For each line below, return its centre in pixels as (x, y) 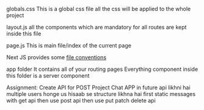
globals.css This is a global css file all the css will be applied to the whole (99, 9)
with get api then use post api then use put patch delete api (81, 101)
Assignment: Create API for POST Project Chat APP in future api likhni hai (98, 87)
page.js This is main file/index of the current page (69, 46)
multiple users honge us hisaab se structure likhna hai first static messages (101, 94)
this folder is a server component (48, 75)
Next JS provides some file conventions (56, 57)
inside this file (24, 34)
